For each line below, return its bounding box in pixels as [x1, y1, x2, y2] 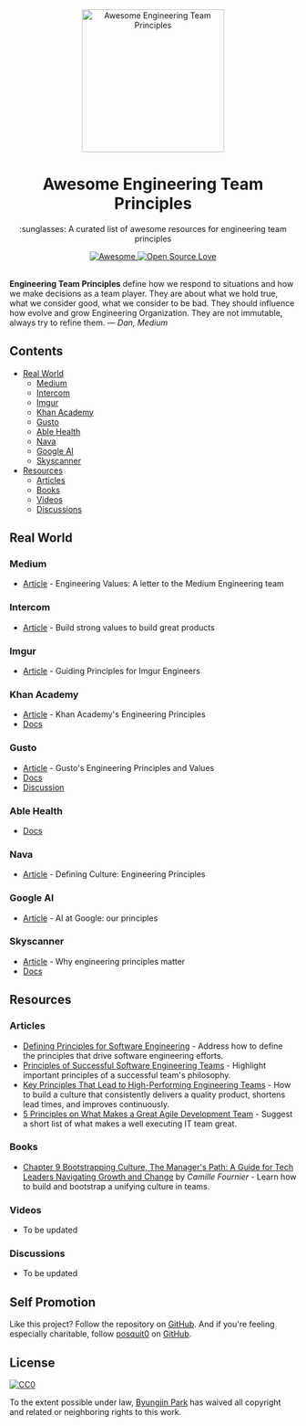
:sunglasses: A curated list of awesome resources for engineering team [19, 223, 287, 234]
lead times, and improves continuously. [22, 1098, 170, 1109]
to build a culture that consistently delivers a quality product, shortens [22, 1089, 286, 1100]
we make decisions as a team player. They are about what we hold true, [9, 288, 279, 299]
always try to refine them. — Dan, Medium [9, 317, 168, 328]
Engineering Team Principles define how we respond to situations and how [9, 278, 294, 289]
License [9, 1355, 56, 1370]
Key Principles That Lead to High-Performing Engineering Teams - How [22, 1079, 291, 1090]
